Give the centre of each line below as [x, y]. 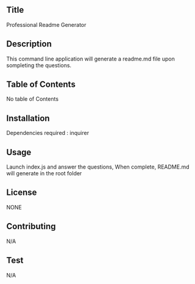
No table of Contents [33, 99]
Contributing [31, 226]
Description [29, 44]
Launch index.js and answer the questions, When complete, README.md [98, 167]
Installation [28, 118]
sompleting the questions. [39, 65]
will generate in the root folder [44, 173]
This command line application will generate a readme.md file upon [90, 59]
